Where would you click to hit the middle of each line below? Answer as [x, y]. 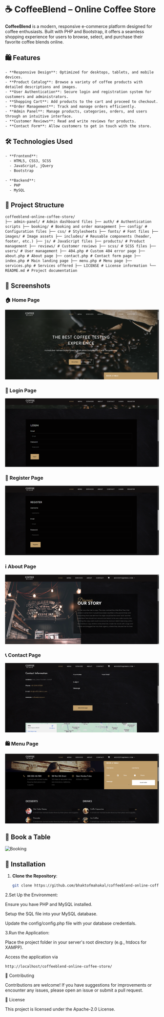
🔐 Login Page [21, 390]
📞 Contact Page [23, 655]
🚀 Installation [25, 864]
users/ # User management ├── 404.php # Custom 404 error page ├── [75, 251]
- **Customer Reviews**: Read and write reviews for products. [71, 121]
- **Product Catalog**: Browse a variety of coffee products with [74, 82]
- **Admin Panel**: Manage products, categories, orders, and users [76, 111]
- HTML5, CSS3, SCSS [30, 161]
